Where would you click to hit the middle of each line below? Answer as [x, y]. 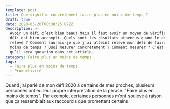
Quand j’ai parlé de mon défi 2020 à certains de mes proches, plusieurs [80, 85]
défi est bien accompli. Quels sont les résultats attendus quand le [84, 38]
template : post [21, 10]
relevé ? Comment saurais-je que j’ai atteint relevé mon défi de [81, 43]
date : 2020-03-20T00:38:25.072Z [39, 24]
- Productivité [26, 71]
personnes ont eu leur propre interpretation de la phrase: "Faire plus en [79, 91]
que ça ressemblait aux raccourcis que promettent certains [67, 101]
